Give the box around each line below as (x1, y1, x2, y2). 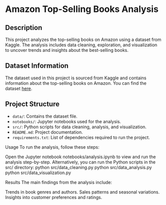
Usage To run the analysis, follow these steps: (5, 144, 99, 150)
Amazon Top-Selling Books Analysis (5, 3, 159, 15)
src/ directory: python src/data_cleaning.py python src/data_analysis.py (5, 164, 152, 170)
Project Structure (5, 100, 60, 108)
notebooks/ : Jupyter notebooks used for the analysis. (12, 118, 121, 124)
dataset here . (5, 85, 32, 91)
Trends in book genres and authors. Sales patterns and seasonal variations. (5, 189, 160, 195)
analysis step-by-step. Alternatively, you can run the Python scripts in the (5, 159, 156, 165)
